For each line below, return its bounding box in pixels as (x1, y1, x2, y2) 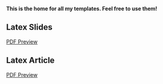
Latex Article (6, 55, 55, 66)
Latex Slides (6, 22, 53, 32)
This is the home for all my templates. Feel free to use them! (6, 5, 158, 12)
